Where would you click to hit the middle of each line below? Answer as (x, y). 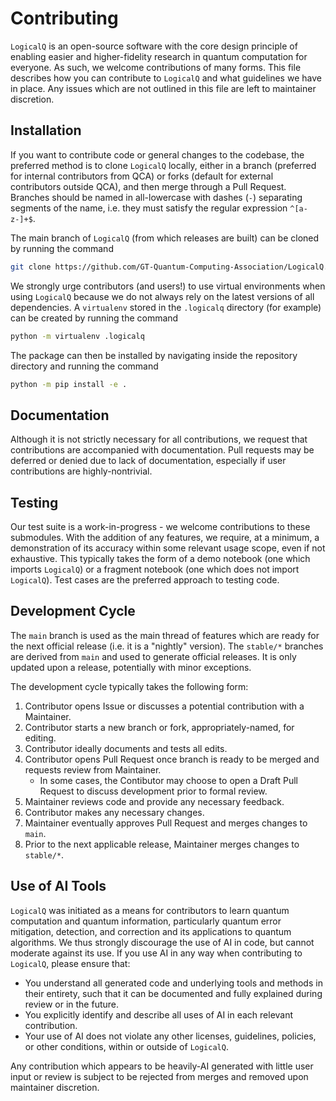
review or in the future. (71, 1004)
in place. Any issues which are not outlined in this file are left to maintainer (163, 88)
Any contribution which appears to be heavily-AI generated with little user (162, 1066)
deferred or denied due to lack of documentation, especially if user (148, 461)
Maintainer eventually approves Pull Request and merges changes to (166, 823)
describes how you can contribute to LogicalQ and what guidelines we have (166, 78)
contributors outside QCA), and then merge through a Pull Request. (148, 186)
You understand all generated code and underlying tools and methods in (173, 983)
